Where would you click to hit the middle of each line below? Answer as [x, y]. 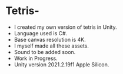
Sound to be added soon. [45, 52]
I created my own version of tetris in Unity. [65, 27]
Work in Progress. [36, 58]
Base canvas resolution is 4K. [50, 39]
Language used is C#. [41, 33]
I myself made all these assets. [51, 46]
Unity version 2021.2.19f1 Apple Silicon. [61, 64]
